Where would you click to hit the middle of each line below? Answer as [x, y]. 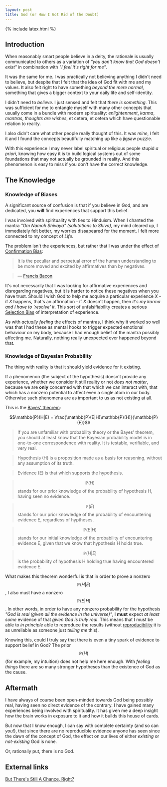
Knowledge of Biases [31, 194]
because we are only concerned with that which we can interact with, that [82, 387]
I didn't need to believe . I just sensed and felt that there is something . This [81, 103]
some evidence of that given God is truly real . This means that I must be [79, 620]
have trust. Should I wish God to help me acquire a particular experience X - [83, 296]
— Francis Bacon [35, 276]
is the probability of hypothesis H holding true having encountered [85, 561]
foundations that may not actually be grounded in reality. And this [72, 159]
